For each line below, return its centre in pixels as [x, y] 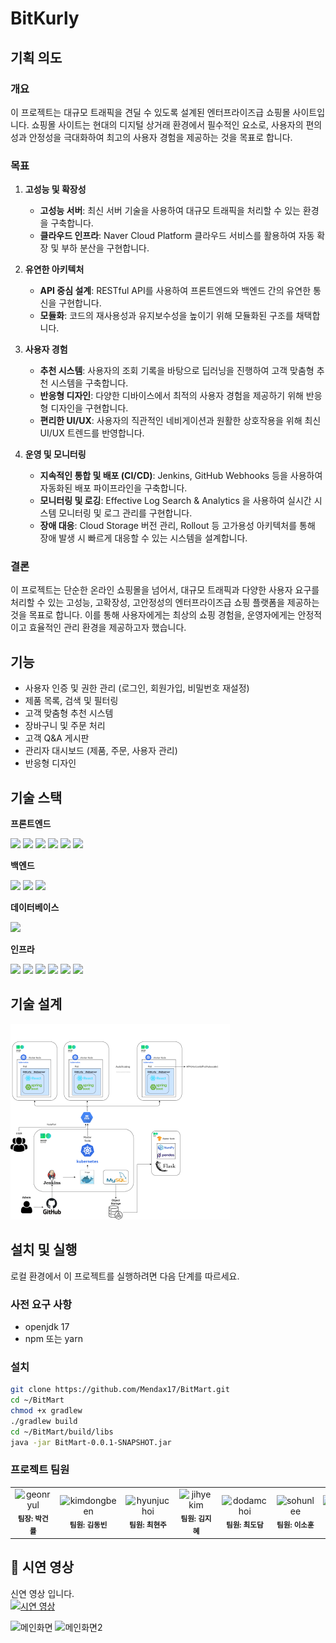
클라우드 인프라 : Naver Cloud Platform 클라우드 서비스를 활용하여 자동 [177, 236]
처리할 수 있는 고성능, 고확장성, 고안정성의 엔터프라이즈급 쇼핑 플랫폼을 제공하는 [165, 603]
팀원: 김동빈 [88, 1525]
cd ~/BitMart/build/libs [62, 1432]
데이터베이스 [35, 908]
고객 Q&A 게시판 [57, 738]
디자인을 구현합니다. [89, 408]
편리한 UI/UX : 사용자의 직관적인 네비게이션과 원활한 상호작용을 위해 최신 [180, 421]
